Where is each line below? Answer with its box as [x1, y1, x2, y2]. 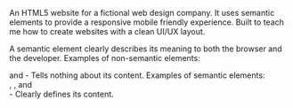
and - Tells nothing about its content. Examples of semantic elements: [9, 70, 265, 81]
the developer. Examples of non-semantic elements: [9, 53, 200, 63]
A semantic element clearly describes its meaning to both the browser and [9, 43, 282, 54]
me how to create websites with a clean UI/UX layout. [9, 27, 206, 36]
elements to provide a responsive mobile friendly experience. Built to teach [9, 17, 285, 27]
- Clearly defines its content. [9, 89, 114, 99]
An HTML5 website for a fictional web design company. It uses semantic [9, 8, 275, 18]
